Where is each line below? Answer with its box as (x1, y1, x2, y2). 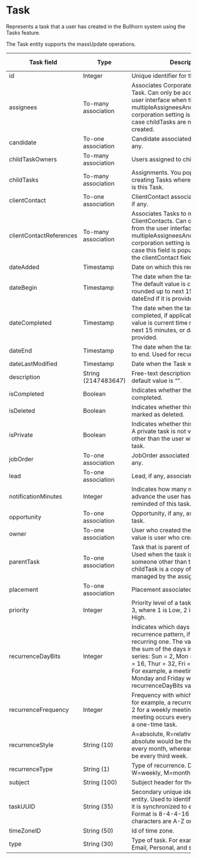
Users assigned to (131, 155, 182, 163)
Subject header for (131, 778, 184, 786)
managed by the (131, 572, 176, 580)
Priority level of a (131, 599, 178, 607)
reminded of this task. (131, 500, 192, 508)
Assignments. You (131, 168, 181, 176)
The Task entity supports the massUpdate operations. (6, 40, 136, 47)
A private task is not (131, 427, 186, 435)
